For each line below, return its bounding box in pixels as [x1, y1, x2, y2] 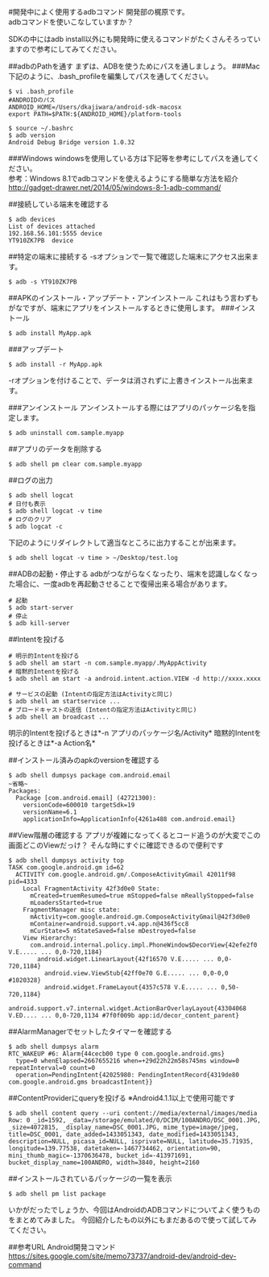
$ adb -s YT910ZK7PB [8, 278, 78, 286]
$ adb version [8, 131, 56, 139]
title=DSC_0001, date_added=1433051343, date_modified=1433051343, [8, 1130, 240, 1138]
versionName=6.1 [23, 808, 78, 816]
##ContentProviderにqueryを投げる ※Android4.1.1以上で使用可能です [8, 1093, 236, 1102]
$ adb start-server [8, 603, 74, 612]
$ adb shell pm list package [8, 1190, 106, 1198]
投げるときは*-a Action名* [8, 738, 96, 748]
